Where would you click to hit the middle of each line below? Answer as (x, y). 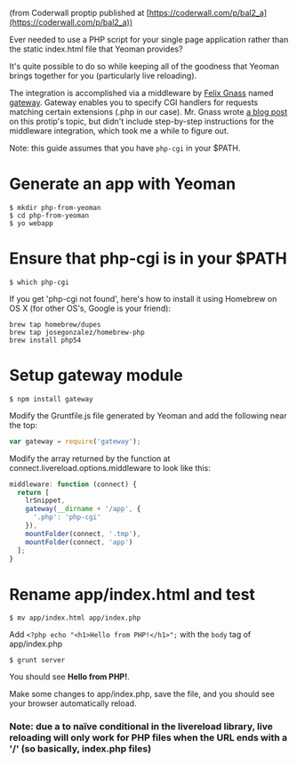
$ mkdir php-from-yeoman (55, 207)
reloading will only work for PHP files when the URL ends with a (148, 738)
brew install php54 (45, 340)
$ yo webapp (31, 223)
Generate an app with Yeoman (123, 184)
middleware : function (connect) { (73, 484)
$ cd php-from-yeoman (49, 215)
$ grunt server (37, 661)
